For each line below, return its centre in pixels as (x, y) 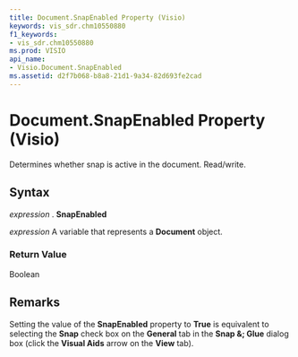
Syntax (30, 192)
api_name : (28, 59)
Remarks (35, 303)
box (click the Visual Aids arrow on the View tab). (102, 343)
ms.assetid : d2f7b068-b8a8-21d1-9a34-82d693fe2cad (106, 76)
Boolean (25, 274)
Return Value (38, 255)
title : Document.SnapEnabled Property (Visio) (98, 17)
